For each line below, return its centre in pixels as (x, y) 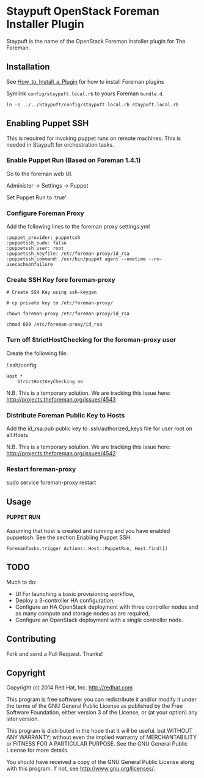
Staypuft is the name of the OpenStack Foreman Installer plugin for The (96, 41)
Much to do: (21, 582)
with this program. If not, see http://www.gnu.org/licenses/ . (81, 769)
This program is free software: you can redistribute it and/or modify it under (101, 699)
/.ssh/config (21, 365)
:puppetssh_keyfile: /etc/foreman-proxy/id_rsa (68, 254)
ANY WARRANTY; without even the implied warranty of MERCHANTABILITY (102, 737)
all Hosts (17, 435)
